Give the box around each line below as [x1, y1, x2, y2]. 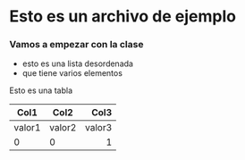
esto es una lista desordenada [21, 58, 134, 69]
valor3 [84, 122, 113, 134]
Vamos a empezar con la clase [9, 38, 144, 51]
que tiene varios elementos [21, 68, 123, 79]
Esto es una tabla [9, 85, 73, 96]
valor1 [13, 122, 41, 134]
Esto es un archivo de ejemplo [9, 6, 237, 27]
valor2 [48, 122, 77, 134]
